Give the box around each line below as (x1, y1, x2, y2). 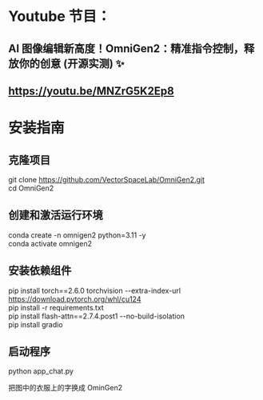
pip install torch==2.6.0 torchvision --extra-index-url (8, 286, 181, 295)
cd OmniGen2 (8, 183, 54, 193)
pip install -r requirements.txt (8, 302, 104, 312)
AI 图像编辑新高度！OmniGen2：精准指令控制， (8, 42, 245, 55)
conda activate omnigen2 (8, 238, 92, 248)
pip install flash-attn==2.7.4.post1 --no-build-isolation (8, 311, 185, 321)
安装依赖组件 (8, 264, 72, 278)
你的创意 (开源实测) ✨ (18, 57, 126, 70)
